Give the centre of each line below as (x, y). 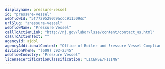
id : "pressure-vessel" (28, 14)
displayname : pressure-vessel (36, 9)
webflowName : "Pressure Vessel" (38, 28)
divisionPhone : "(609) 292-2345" (39, 50)
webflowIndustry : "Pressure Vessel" (42, 55)
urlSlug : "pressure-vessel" (34, 23)
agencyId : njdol (22, 41)
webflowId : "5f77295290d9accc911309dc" (46, 18)
